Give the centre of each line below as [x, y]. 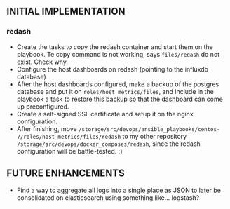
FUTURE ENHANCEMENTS [66, 174]
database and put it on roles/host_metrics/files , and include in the [115, 91]
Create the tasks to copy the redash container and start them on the [115, 47]
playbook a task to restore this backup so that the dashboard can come [120, 99]
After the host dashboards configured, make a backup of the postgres [118, 84]
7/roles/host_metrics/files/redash [69, 137]
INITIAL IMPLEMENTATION [66, 12]
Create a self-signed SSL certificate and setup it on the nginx [105, 114]
